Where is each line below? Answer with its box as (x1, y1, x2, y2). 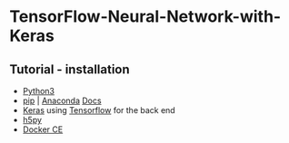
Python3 (22, 86, 55, 96)
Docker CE (22, 124, 64, 135)
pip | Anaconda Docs (22, 95, 102, 106)
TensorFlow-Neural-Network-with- (9, 6, 282, 27)
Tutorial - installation (9, 62, 130, 77)
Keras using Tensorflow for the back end (22, 105, 175, 115)
